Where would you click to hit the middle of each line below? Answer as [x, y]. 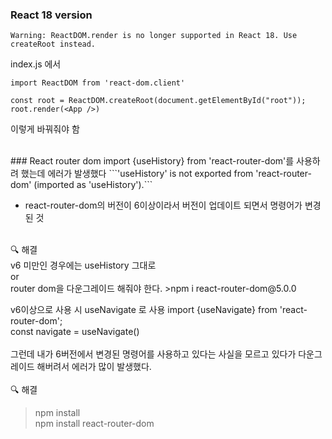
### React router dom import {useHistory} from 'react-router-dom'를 [152, 161]
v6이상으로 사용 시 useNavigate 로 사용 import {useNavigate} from [144, 310]
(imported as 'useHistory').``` [93, 185]
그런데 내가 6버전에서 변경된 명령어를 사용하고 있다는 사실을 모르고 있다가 [153, 354]
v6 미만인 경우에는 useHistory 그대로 [83, 265]
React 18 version [51, 15]
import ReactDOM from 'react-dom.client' [98, 83]
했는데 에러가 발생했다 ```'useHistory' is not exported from [137, 174]
